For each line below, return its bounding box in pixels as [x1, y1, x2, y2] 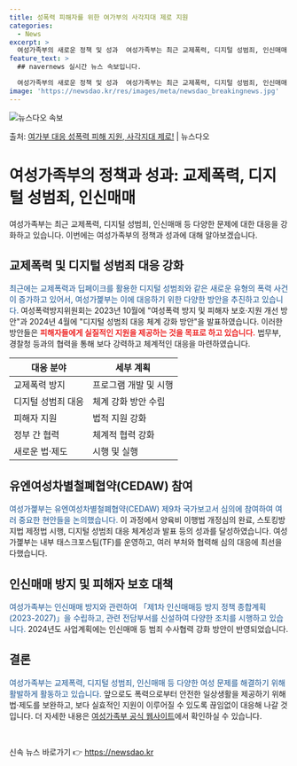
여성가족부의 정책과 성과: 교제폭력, [9, 165, 246, 185]
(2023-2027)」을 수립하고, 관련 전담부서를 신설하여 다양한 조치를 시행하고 [9, 613, 268, 623]
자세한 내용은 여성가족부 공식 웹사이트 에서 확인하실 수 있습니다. [43, 710, 262, 721]
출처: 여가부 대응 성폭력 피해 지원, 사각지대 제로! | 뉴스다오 [9, 130, 210, 142]
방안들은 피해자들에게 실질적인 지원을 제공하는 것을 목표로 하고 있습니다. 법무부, [9, 327, 282, 338]
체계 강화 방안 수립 [92, 395, 166, 408]
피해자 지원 [13, 412, 58, 425]
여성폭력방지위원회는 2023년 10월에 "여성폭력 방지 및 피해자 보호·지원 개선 [20, 305, 279, 316]
